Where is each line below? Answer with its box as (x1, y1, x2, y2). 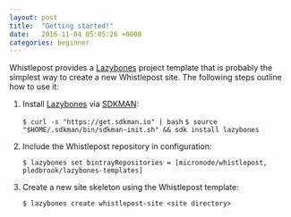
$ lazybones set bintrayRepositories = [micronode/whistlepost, (21, 158, 268, 168)
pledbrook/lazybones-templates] (21, 166, 143, 175)
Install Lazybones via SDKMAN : (21, 99, 140, 110)
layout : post (9, 13, 58, 22)
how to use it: (9, 81, 60, 92)
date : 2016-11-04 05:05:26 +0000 (9, 29, 142, 38)
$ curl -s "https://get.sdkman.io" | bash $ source (21, 118, 218, 127)
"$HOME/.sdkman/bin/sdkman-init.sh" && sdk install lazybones (21, 126, 260, 135)
